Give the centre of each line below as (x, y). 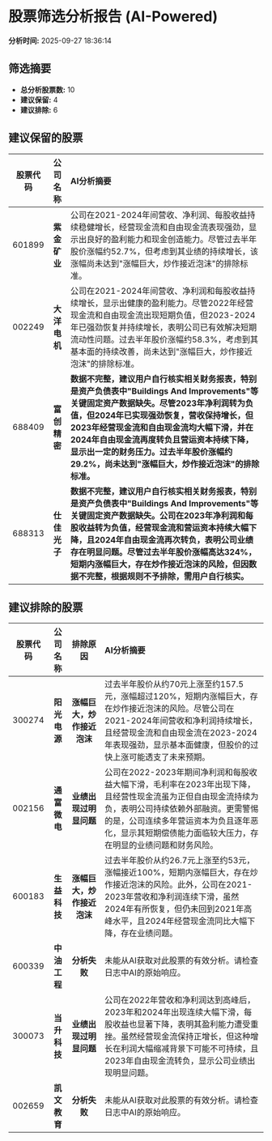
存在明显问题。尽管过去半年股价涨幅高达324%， (163, 551)
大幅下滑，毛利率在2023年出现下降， (184, 785)
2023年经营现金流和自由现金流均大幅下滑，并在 (161, 428)
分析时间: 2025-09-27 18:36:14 (60, 40)
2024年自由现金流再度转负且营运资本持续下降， (161, 440)
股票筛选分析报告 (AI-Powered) (113, 17)
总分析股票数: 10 (47, 89)
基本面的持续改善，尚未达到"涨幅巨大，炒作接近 (161, 351)
